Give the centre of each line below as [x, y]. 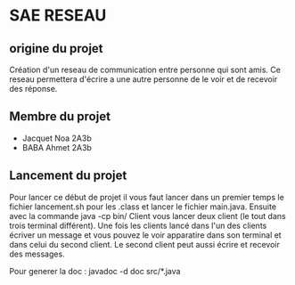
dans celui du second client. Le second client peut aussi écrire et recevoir [145, 244]
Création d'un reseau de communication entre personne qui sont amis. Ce [145, 69]
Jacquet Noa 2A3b [57, 138]
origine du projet [57, 49]
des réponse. [33, 89]
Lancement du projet [68, 176]
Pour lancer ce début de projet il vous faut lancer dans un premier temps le [147, 197]
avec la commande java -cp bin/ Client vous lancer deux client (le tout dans [148, 216]
